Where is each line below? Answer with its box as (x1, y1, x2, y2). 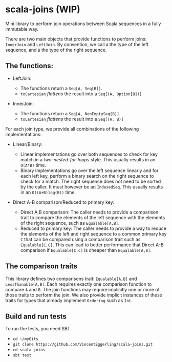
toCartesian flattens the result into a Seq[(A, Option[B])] (20, 91, 142, 97)
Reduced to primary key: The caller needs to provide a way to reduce (20, 225, 166, 231)
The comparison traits (5, 262, 78, 271)
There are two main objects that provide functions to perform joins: (5, 36, 147, 42)
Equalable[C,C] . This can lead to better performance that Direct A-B (20, 242, 164, 248)
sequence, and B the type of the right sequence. (5, 47, 107, 53)
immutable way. (5, 26, 39, 32)
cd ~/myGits (12, 336, 38, 342)
